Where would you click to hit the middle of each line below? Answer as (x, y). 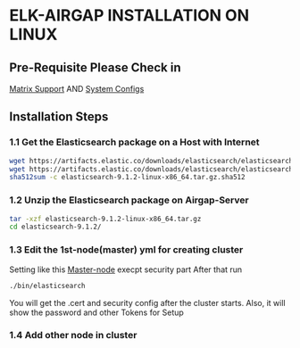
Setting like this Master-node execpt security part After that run (126, 269)
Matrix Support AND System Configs (77, 89)
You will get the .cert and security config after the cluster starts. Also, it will (147, 302)
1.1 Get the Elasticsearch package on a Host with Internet (135, 142)
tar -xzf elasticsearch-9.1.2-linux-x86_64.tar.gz (105, 219)
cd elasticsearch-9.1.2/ (55, 227)
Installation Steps (59, 117)
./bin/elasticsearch (48, 286)
